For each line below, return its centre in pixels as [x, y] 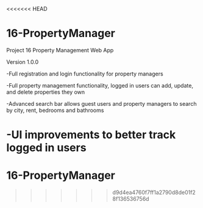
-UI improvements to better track [91, 135]
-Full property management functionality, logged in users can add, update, [100, 85]
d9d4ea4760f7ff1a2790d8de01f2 [154, 192]
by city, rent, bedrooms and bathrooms [55, 110]
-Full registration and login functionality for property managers [85, 74]
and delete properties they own [46, 92]
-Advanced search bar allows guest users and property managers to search [101, 103]
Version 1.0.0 [23, 62]
